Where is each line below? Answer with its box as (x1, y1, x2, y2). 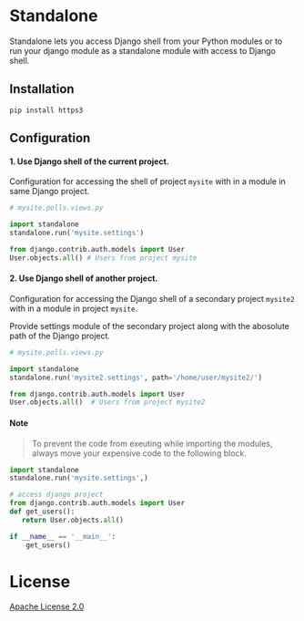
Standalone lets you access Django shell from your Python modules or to (9, 36, 283, 47)
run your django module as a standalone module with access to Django (9, 45, 276, 56)
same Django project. (9, 186, 90, 197)
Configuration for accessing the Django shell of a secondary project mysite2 (9, 293, 295, 304)
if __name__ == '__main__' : (9, 532, 117, 541)
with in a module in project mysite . (9, 303, 138, 314)
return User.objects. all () (21, 515, 125, 524)
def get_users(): (9, 507, 76, 516)
